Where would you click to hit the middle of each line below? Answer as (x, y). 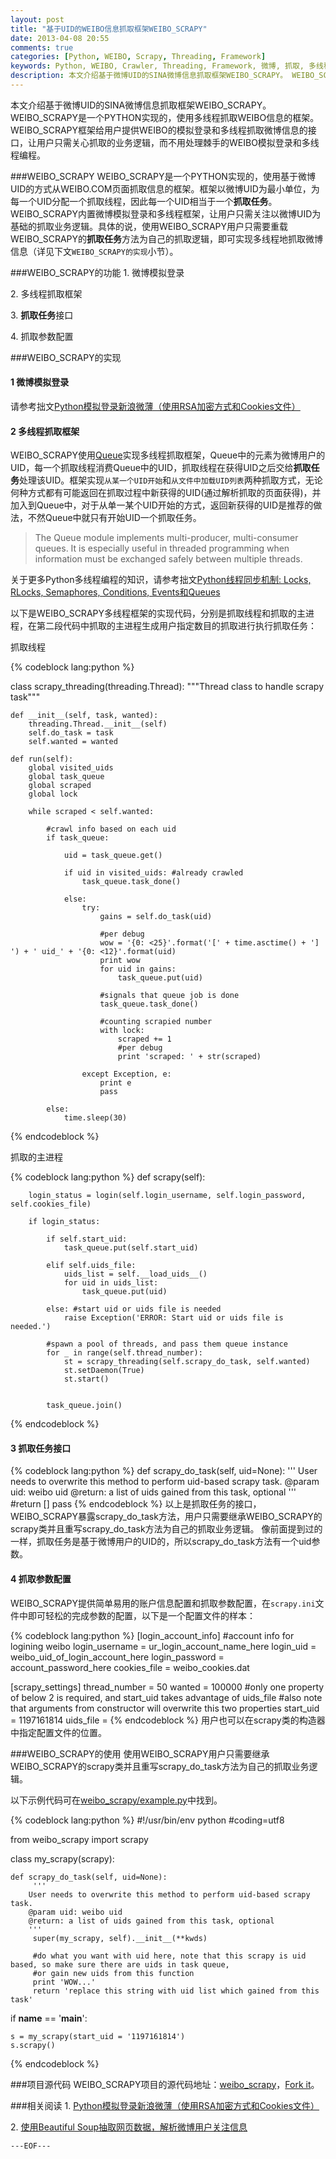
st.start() (86, 1379)
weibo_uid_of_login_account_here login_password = (117, 1657)
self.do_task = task (71, 733)
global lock (53, 794)
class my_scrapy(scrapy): (62, 1858)
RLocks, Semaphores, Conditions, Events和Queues (115, 592)
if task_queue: (78, 838)
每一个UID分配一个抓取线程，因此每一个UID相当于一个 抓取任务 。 (144, 201)
